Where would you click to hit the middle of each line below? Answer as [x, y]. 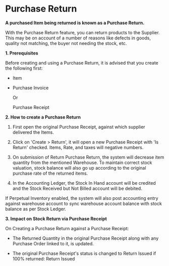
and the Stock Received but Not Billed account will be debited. [77, 188]
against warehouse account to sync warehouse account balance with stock [84, 203]
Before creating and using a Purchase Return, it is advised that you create [82, 63]
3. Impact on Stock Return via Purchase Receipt [56, 219]
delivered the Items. [33, 132]
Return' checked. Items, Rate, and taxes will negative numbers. [78, 147]
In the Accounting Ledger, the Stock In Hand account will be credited [84, 183]
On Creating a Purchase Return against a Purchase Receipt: [67, 228]
